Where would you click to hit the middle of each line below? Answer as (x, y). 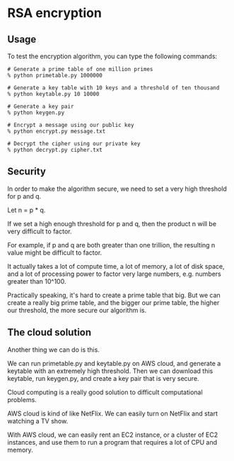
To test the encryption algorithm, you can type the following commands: (112, 56)
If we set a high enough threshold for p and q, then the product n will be (112, 223)
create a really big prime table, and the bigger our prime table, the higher (113, 302)
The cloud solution (49, 332)
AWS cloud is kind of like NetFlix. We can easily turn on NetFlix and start (112, 413)
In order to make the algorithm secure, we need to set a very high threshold (117, 189)
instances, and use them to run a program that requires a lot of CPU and (112, 442)
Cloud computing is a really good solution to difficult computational (105, 392)
